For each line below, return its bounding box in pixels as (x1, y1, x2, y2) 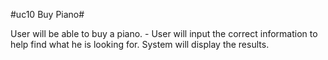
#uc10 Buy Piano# (10, 9, 85, 20)
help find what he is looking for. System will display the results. (10, 39, 270, 50)
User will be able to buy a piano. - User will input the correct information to (10, 28, 318, 39)
